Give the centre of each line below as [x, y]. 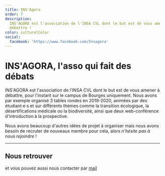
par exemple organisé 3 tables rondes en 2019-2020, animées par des [76, 100]
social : [13, 37]
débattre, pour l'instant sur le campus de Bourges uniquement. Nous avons [81, 95]
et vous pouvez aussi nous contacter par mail [51, 168]
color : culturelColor [27, 32]
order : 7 [14, 14]
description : [18, 19]
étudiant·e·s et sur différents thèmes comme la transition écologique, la [77, 106]
